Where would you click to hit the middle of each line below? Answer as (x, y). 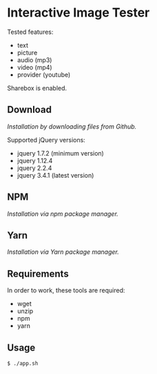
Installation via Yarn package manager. (63, 252)
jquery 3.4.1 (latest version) (55, 175)
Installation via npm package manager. (63, 214)
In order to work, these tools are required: (66, 290)
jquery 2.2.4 (34, 168)
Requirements (38, 273)
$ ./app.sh (23, 364)
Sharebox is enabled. (37, 88)
